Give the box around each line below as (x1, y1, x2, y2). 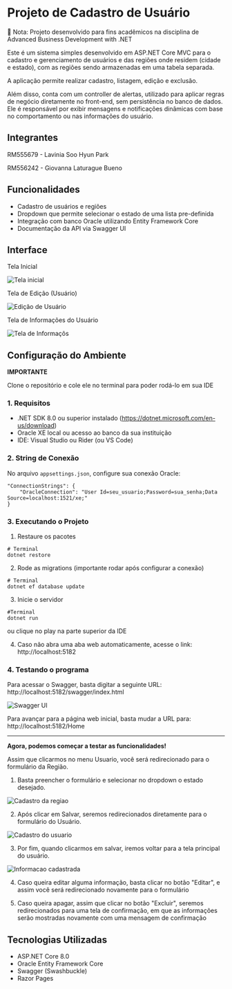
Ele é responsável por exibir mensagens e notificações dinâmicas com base (7, 104, 223, 113)
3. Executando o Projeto (7, 516, 89, 526)
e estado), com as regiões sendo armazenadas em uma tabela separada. (7, 63, 215, 71)
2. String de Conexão (7, 453, 79, 463)
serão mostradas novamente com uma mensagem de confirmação (17, 914, 207, 922)
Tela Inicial (7, 263, 38, 271)
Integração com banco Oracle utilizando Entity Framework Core (17, 216, 199, 225)
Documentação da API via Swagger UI (17, 224, 126, 232)
